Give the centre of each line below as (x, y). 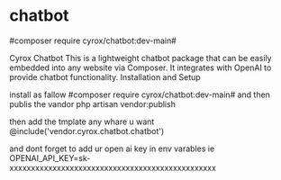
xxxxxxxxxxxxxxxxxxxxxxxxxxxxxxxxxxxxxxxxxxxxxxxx (113, 167)
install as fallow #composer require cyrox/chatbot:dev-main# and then (140, 94)
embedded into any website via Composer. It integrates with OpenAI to (140, 67)
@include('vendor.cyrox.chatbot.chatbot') (87, 130)
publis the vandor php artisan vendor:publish (92, 103)
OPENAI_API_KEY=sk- (50, 157)
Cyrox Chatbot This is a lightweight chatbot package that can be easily (140, 58)
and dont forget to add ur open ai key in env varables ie (112, 148)
